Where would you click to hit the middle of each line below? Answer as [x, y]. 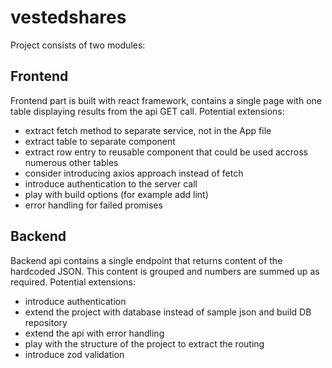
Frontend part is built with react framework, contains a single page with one [166, 100]
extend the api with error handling [94, 333]
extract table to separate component [100, 141]
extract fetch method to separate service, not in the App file [148, 130]
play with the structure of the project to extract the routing [144, 343]
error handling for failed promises [93, 205]
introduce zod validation [74, 354]
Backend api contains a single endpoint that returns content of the [146, 260]
